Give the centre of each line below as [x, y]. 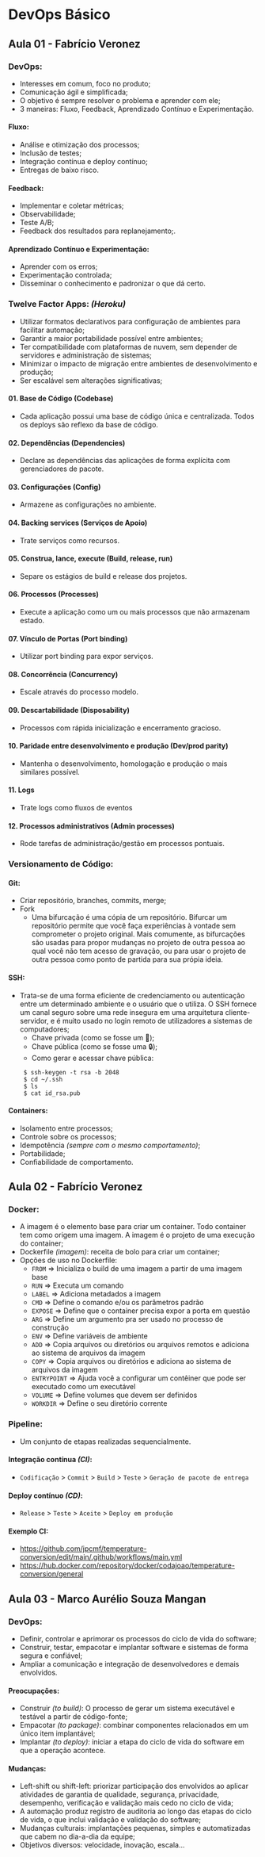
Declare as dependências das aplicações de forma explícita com [125, 461]
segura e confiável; [51, 1656]
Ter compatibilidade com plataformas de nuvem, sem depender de [128, 347]
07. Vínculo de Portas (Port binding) [68, 638]
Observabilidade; [47, 214]
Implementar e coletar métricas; [72, 206]
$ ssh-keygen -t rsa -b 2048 [72, 1072]
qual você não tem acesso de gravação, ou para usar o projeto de [139, 951]
